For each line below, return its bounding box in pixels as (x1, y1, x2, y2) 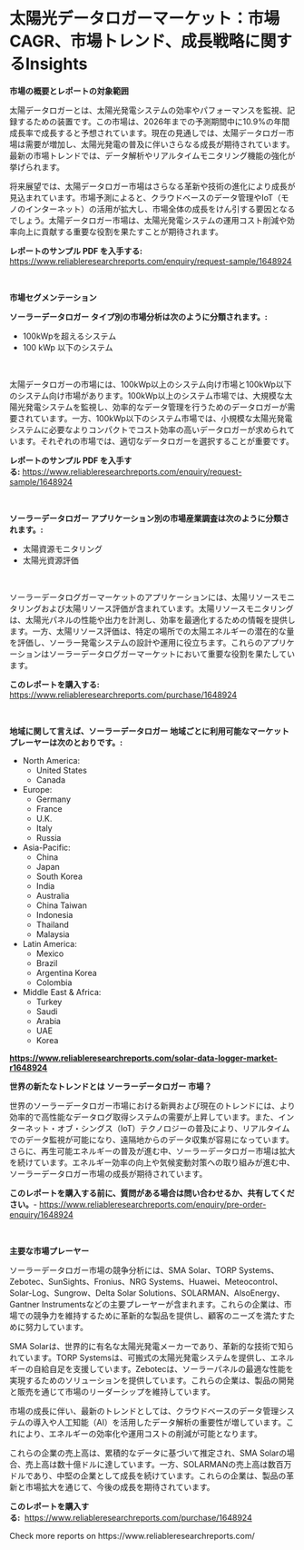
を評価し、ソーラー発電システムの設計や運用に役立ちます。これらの (9, 637, 263, 647)
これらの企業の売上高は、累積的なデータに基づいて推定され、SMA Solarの (9, 1447, 288, 1458)
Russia (35, 832, 62, 843)
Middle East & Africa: (22, 986, 102, 997)
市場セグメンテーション (9, 291, 97, 302)
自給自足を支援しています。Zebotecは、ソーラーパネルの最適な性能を (33, 1363, 294, 1374)
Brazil (35, 957, 58, 968)
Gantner (9, 1298, 40, 1309)
